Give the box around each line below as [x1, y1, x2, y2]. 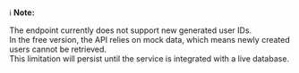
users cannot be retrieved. [9, 44, 107, 54]
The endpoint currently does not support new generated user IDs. [9, 25, 252, 36]
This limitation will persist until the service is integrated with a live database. [9, 53, 289, 64]
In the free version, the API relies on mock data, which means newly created [9, 35, 291, 45]
